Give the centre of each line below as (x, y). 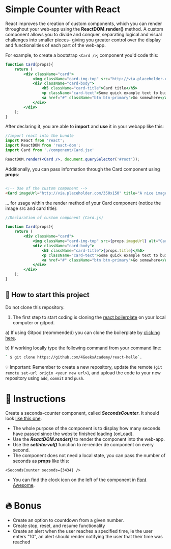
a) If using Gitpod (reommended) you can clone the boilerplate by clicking (83, 332)
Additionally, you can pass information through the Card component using (83, 169)
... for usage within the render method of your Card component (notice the (83, 203)
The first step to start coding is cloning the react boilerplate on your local (89, 317)
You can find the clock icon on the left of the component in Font (79, 480)
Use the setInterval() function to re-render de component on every (83, 444)
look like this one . (24, 418)
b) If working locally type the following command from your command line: (83, 348)
